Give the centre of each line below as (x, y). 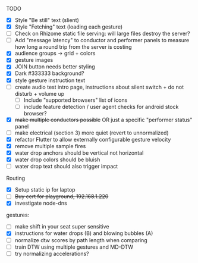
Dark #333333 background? (49, 73)
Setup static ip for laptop (45, 190)
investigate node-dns (41, 203)
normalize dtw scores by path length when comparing (81, 240)
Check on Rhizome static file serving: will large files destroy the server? (102, 34)
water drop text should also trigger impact (66, 167)
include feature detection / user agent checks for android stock (101, 107)
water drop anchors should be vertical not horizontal (79, 153)
